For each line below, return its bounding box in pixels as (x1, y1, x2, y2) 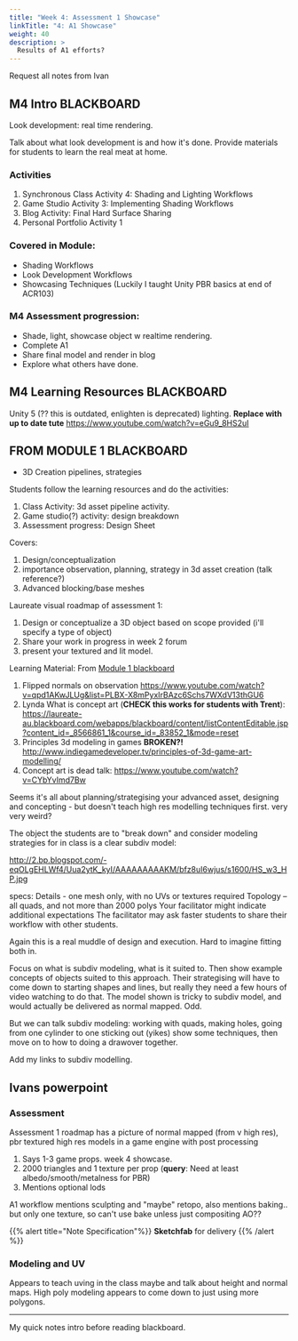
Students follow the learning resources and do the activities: (9, 484, 229, 494)
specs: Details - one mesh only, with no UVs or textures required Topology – (9, 891, 287, 902)
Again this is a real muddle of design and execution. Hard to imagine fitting (9, 936, 282, 947)
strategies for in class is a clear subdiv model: (9, 838, 177, 848)
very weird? (9, 811, 52, 822)
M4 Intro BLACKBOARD (9, 96, 141, 111)
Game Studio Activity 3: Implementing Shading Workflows (21, 198, 234, 209)
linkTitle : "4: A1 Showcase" (9, 21, 117, 30)
